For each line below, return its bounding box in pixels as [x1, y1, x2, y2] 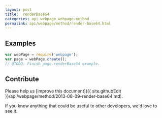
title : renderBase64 [5, 12, 50, 17]
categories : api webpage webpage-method [5, 16, 90, 21]
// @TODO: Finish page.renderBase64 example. [5, 61, 100, 66]
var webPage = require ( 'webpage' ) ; [5, 52, 78, 57]
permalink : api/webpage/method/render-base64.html [5, 21, 111, 26]
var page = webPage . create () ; [5, 57, 67, 61]
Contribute [5, 75, 39, 84]
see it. [5, 108, 18, 114]
